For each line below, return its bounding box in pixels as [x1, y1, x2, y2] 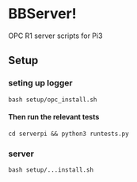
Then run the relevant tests [8, 112, 100, 122]
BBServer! [8, 5, 77, 23]
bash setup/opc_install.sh [8, 96, 97, 104]
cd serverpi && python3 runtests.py [8, 130, 129, 138]
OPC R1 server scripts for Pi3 [8, 31, 103, 40]
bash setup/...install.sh [8, 166, 93, 174]
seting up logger [8, 78, 73, 89]
